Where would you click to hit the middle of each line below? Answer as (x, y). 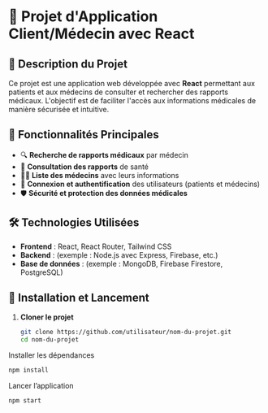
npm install (28, 370)
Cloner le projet (47, 317)
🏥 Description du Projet (68, 64)
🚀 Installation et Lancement (79, 298)
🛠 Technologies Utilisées (74, 223)
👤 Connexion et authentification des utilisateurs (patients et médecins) (140, 184)
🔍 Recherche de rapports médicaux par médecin (104, 154)
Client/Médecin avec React (102, 34)
